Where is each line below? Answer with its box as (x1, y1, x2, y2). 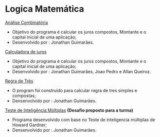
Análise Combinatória (5, 20, 48, 25)
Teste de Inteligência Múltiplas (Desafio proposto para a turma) (5, 107, 134, 113)
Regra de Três (5, 78, 34, 84)
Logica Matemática (5, 3, 84, 15)
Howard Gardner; (12, 122, 47, 128)
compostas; (12, 93, 36, 98)
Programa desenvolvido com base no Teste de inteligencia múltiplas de (12, 117, 156, 122)
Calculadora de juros (5, 49, 47, 55)
